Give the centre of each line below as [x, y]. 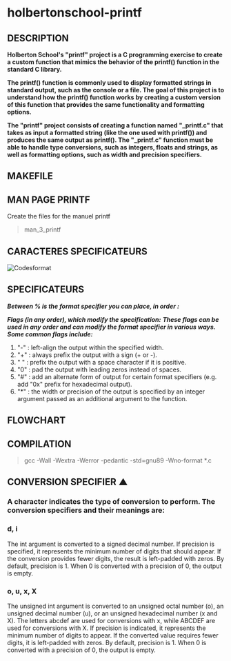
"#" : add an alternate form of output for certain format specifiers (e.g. [117, 376]
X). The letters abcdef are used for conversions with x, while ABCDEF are [111, 620]
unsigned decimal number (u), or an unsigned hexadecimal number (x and [112, 613]
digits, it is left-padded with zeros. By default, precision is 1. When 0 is [107, 642]
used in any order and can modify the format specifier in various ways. [111, 327]
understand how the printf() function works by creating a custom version [114, 97]
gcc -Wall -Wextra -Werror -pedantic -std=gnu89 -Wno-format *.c [118, 460]
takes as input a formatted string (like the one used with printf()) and [107, 133]
